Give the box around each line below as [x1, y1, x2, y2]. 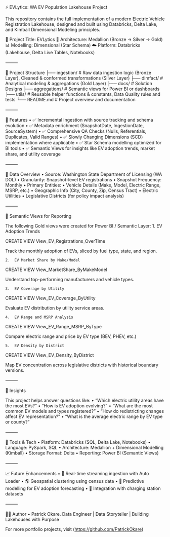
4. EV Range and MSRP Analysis [5, 315, 73, 320]
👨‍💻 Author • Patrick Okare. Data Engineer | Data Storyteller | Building [5, 511, 149, 517]
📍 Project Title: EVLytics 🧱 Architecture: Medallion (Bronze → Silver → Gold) [5, 36, 163, 42]
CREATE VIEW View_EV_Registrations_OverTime [5, 238, 105, 244]
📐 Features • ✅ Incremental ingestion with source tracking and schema [5, 117, 153, 123]
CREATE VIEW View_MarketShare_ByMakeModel [5, 266, 107, 273]
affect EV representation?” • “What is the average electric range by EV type [5, 413, 163, 419]
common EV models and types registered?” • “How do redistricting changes [5, 408, 164, 414]
